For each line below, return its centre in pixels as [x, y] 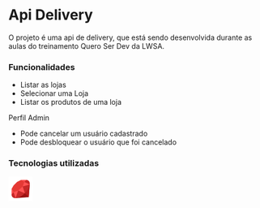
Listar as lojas [43, 85]
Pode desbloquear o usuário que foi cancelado [98, 142]
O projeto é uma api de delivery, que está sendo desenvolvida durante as [130, 37]
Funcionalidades [42, 67]
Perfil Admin [29, 118]
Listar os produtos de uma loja [71, 102]
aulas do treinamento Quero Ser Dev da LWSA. [86, 45]
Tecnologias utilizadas [54, 163]
